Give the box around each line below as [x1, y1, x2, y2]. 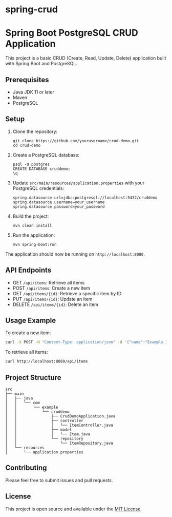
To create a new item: [5, 330, 51, 336]
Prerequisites [5, 75, 49, 84]
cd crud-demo [12, 143, 41, 148]
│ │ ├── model [5, 427, 72, 432]
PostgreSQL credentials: [12, 185, 64, 191]
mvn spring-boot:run [12, 242, 57, 247]
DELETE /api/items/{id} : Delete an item [12, 301, 99, 308]
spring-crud [5, 4, 58, 15]
